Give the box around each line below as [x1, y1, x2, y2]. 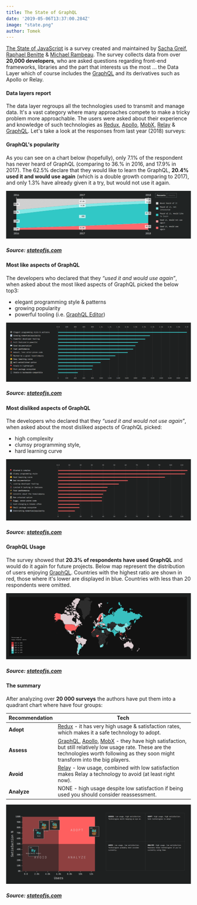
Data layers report [6, 89, 52, 96]
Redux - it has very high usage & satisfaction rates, [57, 723, 181, 730]
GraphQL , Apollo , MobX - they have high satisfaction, [57, 737, 187, 744]
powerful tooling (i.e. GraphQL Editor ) [14, 311, 106, 318]
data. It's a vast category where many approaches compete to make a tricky [6, 109, 191, 116]
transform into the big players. [57, 756, 131, 763]
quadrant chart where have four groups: [6, 701, 103, 708]
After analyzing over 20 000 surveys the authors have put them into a [6, 695, 176, 702]
